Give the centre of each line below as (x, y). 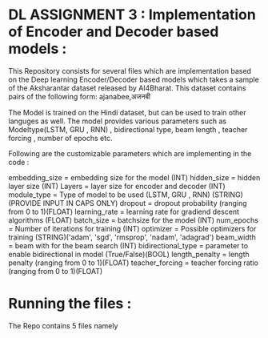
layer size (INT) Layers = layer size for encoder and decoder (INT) (117, 186)
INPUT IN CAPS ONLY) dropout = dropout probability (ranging (145, 203)
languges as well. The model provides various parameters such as (117, 121)
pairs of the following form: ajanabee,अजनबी (79, 96)
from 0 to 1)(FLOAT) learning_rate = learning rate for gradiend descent (124, 211)
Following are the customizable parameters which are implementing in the (130, 153)
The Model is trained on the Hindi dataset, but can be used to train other (127, 112)
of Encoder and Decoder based (114, 32)
